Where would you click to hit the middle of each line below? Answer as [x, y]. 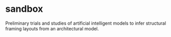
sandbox [24, 9]
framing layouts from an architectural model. [52, 28]
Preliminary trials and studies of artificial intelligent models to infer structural [86, 23]
